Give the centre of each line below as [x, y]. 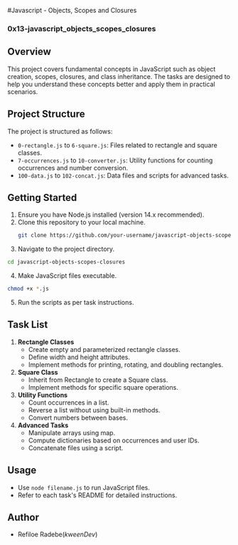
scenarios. [23, 91]
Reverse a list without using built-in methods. [94, 410]
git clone [32, 235]
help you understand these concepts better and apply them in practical [111, 84]
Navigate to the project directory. [66, 249]
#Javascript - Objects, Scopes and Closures [72, 10]
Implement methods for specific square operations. [103, 387]
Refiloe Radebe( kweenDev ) [58, 534]
